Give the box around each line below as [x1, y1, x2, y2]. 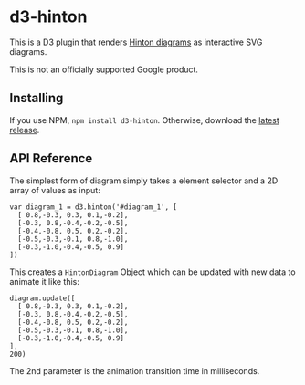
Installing [9, 90, 64, 106]
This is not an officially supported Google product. [9, 64, 199, 75]
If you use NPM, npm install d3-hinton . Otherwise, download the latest [9, 114, 280, 125]
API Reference [9, 151, 93, 166]
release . [9, 124, 40, 135]
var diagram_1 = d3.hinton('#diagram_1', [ [9, 203, 178, 212]
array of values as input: [9, 184, 100, 195]
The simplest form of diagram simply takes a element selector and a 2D [9, 175, 279, 186]
